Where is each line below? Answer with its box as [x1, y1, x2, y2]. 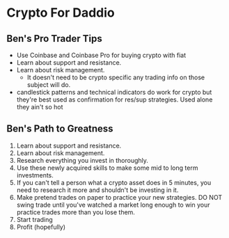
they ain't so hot [16, 103, 63, 111]
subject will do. [26, 81, 71, 88]
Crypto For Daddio [6, 5, 116, 21]
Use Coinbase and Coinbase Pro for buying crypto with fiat [16, 51, 186, 59]
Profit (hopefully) [16, 223, 66, 231]
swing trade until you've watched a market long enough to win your [16, 200, 210, 209]
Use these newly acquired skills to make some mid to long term [16, 164, 198, 172]
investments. [16, 170, 54, 179]
